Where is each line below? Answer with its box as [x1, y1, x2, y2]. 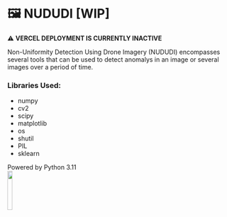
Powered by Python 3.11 [7, 163, 77, 172]
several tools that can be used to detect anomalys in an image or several [7, 55, 219, 64]
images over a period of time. [7, 62, 94, 71]
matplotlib [17, 119, 48, 128]
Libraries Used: [7, 80, 62, 90]
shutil [17, 134, 34, 143]
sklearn [17, 150, 40, 158]
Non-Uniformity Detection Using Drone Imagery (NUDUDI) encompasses [7, 48, 221, 56]
